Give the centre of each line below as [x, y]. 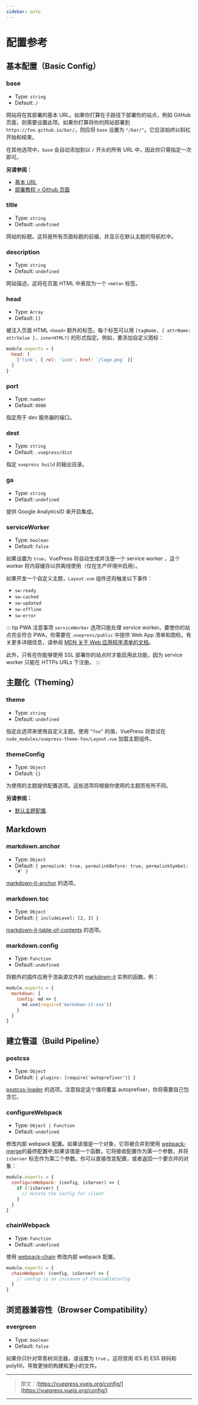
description [23, 252]
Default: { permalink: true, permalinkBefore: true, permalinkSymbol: [101, 866]
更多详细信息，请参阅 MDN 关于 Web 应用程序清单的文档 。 [82, 642]
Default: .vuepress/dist [43, 452]
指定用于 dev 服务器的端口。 [41, 418]
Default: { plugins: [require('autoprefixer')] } [75, 1077]
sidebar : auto [24, 12]
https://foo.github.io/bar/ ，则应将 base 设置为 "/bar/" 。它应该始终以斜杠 [98, 129]
